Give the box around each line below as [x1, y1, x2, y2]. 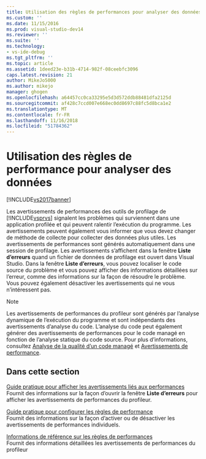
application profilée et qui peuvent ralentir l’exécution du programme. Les [6, 221, 192, 228]
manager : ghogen [6, 89, 48, 95]
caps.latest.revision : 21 [6, 72, 72, 78]
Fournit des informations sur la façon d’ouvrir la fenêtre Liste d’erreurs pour [6, 389, 198, 396]
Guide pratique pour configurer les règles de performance [6, 407, 153, 415]
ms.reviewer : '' [6, 32, 48, 38]
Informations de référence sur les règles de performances [6, 433, 153, 440]
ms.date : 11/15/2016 [6, 20, 59, 26]
